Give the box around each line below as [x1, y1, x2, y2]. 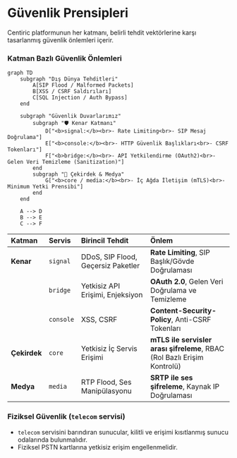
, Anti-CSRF [171, 315, 212, 325]
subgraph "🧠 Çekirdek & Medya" [32, 171, 125, 178]
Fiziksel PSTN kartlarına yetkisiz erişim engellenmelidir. [17, 442, 178, 451]
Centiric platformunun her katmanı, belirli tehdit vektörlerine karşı [7, 28, 197, 37]
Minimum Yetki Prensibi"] [7, 183, 83, 191]
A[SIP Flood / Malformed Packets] [32, 82, 134, 89]
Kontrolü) [150, 361, 181, 371]
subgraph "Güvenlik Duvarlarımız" [20, 113, 121, 120]
